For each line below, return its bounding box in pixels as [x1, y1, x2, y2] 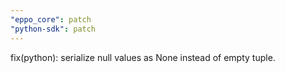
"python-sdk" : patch [10, 24, 97, 34]
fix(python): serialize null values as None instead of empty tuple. [10, 51, 276, 63]
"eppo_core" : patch [10, 14, 92, 25]
